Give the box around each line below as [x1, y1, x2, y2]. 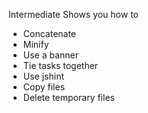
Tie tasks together [22, 60, 99, 71]
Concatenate [22, 28, 77, 39]
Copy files [22, 81, 66, 93]
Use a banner [22, 49, 80, 61]
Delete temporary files [22, 92, 115, 103]
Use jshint [22, 70, 65, 82]
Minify [22, 39, 50, 50]
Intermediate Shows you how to [8, 9, 139, 20]
